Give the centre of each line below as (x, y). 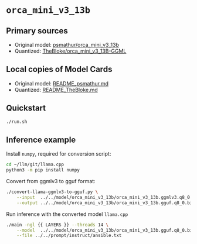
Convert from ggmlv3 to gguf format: (51, 181)
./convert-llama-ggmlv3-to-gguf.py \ (52, 192)
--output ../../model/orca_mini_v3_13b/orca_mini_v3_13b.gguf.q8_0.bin (106, 203)
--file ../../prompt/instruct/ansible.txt (69, 236)
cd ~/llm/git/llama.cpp (35, 165)
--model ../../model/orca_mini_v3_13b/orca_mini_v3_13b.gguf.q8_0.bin (106, 230)
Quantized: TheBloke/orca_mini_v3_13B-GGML (70, 51)
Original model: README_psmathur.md (62, 83)
